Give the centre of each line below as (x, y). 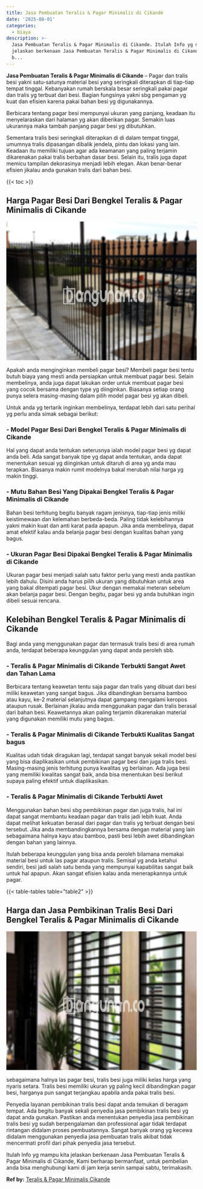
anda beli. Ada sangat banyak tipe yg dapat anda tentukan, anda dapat (94, 457)
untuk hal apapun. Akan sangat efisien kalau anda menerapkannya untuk (97, 873)
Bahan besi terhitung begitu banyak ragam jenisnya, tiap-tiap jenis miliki (96, 513)
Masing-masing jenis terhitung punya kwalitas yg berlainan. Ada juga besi (98, 768)
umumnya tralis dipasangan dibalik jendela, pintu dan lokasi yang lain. (93, 144)
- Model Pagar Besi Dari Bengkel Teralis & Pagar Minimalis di (96, 430)
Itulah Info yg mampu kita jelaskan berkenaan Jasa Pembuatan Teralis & (96, 1155)
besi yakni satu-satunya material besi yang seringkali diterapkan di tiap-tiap (100, 82)
